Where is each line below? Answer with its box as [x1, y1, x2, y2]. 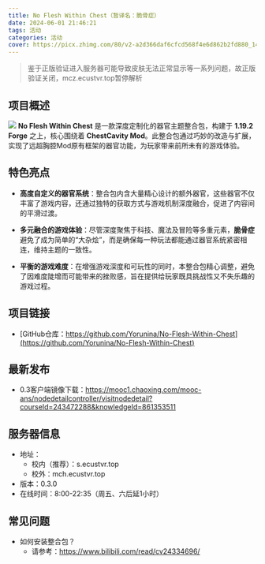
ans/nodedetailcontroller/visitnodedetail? [19, 394, 153, 403]
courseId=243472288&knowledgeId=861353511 [19, 402, 176, 412]
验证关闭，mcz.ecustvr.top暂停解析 [27, 73, 144, 83]
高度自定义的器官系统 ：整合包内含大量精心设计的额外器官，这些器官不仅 [19, 189, 255, 198]
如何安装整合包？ [19, 537, 76, 546]
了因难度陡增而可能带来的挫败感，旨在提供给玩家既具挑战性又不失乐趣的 [19, 271, 255, 281]
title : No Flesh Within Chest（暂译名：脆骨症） [8, 11, 160, 20]
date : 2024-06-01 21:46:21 [8, 19, 97, 27]
